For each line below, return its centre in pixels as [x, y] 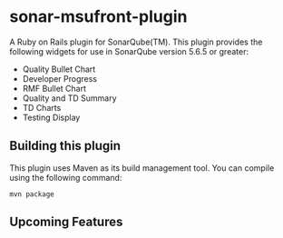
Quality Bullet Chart [59, 69]
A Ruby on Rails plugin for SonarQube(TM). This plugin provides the [136, 42]
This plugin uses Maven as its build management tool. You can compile [142, 168]
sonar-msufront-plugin [98, 17]
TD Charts [42, 107]
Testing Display [51, 117]
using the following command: [66, 177]
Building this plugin [65, 146]
